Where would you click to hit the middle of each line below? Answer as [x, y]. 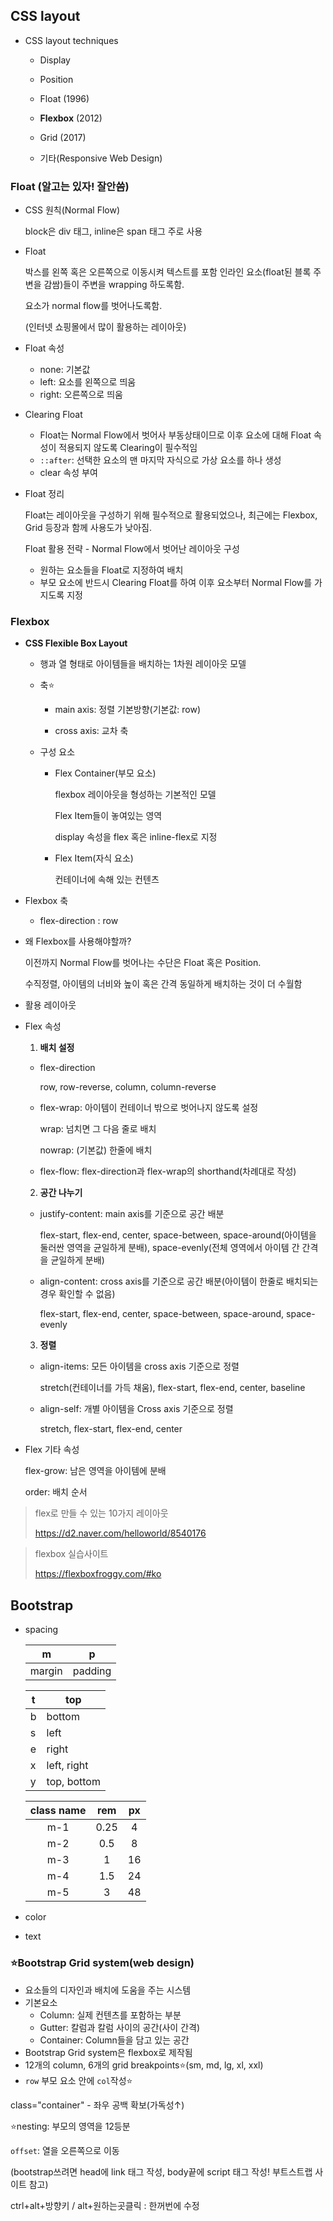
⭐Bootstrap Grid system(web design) [102, 1963]
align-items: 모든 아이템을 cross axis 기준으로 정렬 [139, 1366]
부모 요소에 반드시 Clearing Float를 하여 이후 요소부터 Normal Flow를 [176, 583]
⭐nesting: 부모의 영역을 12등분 [70, 2126]
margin [46, 1671]
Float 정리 [44, 494]
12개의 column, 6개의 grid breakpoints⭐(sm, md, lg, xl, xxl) [144, 2065]
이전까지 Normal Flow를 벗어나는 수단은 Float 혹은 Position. [143, 963]
